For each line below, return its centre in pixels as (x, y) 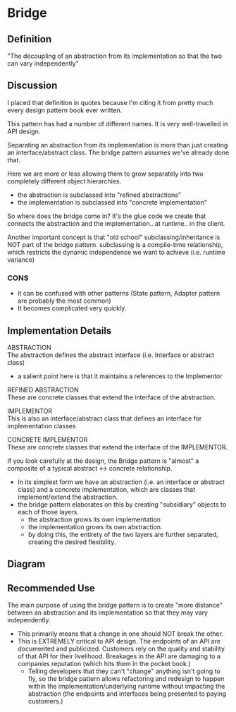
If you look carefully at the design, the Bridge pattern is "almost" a (103, 461)
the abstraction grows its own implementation (94, 519)
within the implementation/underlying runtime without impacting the (126, 687)
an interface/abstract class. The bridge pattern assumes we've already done (118, 152)
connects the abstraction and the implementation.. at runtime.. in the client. (116, 223)
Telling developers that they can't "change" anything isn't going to (124, 671)
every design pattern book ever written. (65, 110)
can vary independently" (43, 64)
